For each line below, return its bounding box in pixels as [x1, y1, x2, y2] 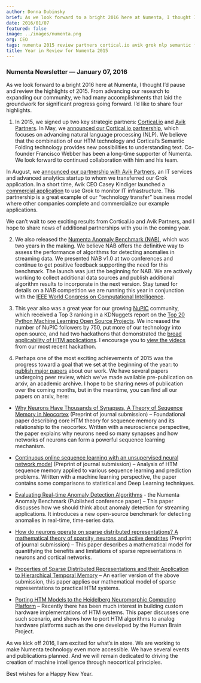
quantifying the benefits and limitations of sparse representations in [14, 548, 182, 555]
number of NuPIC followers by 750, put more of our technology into [14, 324, 181, 331]
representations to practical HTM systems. [14, 585, 120, 592]
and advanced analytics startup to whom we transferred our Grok [6, 174, 167, 182]
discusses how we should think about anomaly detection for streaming [14, 504, 190, 511]
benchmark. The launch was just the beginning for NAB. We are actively [14, 268, 193, 275]
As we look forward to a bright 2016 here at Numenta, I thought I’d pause [6, 81, 185, 89]
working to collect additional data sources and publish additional [14, 274, 174, 282]
